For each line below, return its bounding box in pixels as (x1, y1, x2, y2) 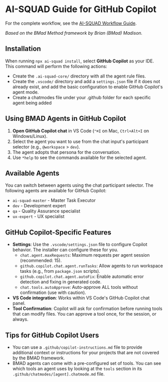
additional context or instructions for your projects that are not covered (12, 350, 159, 355)
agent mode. (12, 89, 39, 95)
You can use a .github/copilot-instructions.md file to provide (12, 344, 143, 350)
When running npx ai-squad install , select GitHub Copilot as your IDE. (5, 58, 154, 64)
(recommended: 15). (20, 258, 62, 264)
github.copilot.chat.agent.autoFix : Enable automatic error (20, 273, 144, 280)
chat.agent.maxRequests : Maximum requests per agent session (20, 252, 150, 258)
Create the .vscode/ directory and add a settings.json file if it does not (12, 78, 160, 84)
